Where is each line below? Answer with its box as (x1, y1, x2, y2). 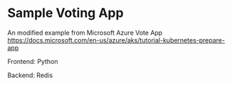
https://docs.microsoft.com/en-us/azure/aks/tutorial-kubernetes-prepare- (7, 35, 226, 44)
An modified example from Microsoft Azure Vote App (7, 28, 163, 37)
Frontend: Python (7, 57, 58, 65)
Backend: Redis (7, 71, 53, 79)
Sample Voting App (7, 5, 124, 21)
